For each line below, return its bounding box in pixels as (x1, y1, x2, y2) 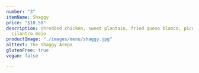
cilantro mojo (11, 31, 46, 37)
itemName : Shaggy (6, 14, 49, 20)
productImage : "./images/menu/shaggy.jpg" (6, 36, 113, 42)
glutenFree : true (6, 47, 49, 53)
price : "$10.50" (6, 20, 46, 26)
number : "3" (6, 8, 36, 15)
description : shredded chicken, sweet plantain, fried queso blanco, (6, 25, 182, 31)
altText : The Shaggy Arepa (6, 42, 73, 48)
